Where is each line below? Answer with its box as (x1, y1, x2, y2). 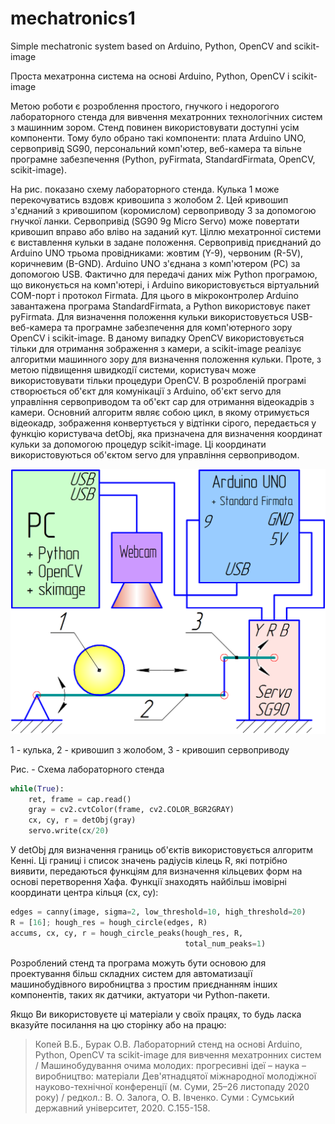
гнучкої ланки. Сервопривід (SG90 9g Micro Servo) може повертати (10, 215, 300, 227)
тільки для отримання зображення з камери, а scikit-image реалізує (10, 342, 302, 354)
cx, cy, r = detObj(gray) (28, 815, 137, 826)
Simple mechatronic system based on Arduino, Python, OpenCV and (10, 40, 292, 52)
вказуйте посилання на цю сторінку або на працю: (10, 1018, 227, 1031)
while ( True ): (10, 783, 65, 794)
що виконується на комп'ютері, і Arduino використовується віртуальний (10, 278, 320, 291)
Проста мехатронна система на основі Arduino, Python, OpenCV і (10, 70, 290, 82)
